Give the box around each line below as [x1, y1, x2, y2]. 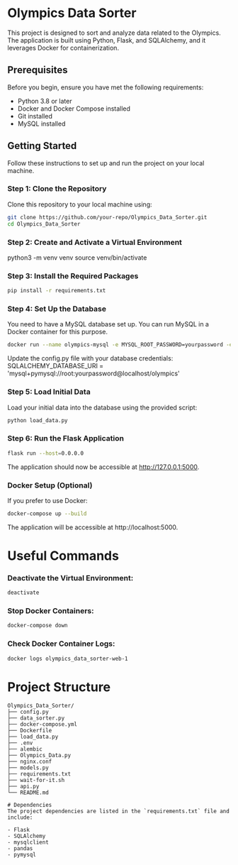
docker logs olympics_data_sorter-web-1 [7, 655, 129, 662]
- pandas [7, 845, 33, 852]
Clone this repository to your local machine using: [7, 200, 152, 209]
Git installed [17, 111, 53, 120]
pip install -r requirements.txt [7, 287, 106, 294]
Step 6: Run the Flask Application [7, 434, 124, 443]
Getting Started [7, 140, 77, 152]
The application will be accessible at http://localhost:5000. [7, 523, 178, 531]
